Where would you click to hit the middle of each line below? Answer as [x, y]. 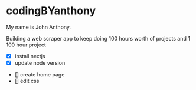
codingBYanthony [51, 11]
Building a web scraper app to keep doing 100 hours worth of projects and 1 [98, 38]
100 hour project [26, 45]
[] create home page [40, 75]
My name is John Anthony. [39, 27]
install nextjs [30, 56]
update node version [40, 63]
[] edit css [27, 81]
